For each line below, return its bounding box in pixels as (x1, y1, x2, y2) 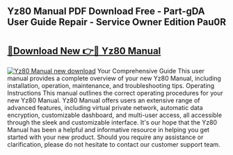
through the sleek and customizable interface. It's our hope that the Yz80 (7, 118, 218, 127)
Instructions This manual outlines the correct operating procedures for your (7, 89, 224, 97)
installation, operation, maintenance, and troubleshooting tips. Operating (7, 82, 215, 89)
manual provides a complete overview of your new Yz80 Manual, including (7, 74, 221, 82)
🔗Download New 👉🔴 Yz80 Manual (7, 45, 161, 57)
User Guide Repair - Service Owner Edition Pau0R (7, 17, 227, 28)
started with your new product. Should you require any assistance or (7, 133, 204, 141)
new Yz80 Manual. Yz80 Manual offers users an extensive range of (7, 96, 200, 104)
